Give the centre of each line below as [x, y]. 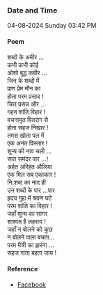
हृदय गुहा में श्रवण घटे [30, 198]
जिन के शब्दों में [23, 80]
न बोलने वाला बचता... [31, 237]
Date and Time [32, 10]
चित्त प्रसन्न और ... [27, 104]
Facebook [32, 285]
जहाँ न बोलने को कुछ [30, 229]
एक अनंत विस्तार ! [27, 143]
